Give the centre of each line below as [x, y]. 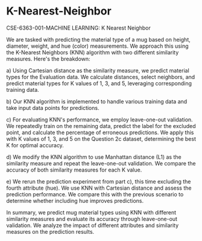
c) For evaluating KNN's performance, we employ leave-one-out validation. [99, 120]
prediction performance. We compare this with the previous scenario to [95, 194]
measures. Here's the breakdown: [48, 59]
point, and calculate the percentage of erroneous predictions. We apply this [100, 132]
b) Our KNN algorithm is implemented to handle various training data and [97, 101]
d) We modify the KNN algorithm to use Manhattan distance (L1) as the [94, 157]
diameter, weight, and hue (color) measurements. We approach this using [97, 46]
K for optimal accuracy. [35, 145]
